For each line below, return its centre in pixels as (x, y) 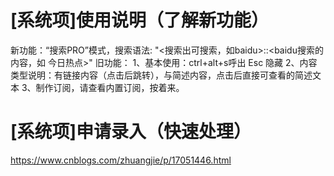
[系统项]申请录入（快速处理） (131, 132)
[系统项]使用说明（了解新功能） (140, 20)
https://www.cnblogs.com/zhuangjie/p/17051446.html (121, 160)
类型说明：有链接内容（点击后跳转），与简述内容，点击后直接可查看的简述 (161, 75)
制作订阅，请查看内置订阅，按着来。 (110, 87)
